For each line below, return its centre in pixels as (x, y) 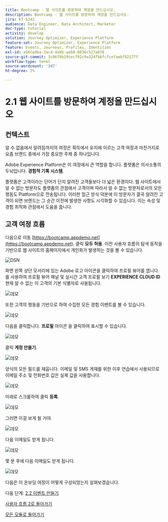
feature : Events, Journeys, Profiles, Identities (58, 47)
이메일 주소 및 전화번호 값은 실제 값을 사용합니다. (53, 375)
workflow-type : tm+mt (28, 62)
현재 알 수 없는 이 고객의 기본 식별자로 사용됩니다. (54, 283)
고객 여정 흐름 (25, 224)
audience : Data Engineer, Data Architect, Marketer (60, 24)
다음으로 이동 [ (20, 237)
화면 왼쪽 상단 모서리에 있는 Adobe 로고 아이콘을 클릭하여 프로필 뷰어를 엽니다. (82, 270)
